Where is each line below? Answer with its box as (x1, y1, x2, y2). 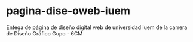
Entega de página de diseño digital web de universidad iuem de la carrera (6, 24, 188, 31)
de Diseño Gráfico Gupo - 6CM (6, 30, 83, 37)
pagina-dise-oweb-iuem (6, 4, 130, 18)
